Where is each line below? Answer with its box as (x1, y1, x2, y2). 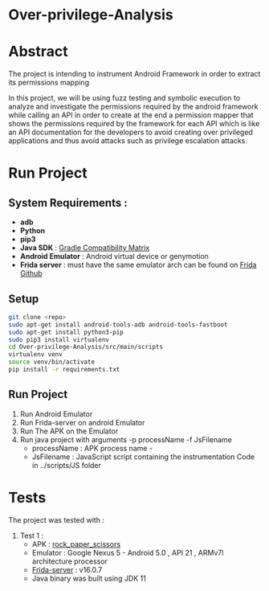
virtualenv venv (8, 351, 63, 359)
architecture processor (31, 556, 108, 566)
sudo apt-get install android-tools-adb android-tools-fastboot (8, 320, 228, 329)
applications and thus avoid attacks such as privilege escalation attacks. (8, 136, 247, 146)
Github (19, 269, 43, 278)
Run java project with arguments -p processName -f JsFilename (19, 434, 233, 444)
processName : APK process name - (31, 443, 153, 453)
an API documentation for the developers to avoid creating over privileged (8, 127, 253, 137)
